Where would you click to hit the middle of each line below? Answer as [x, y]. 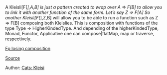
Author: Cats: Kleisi [25, 68]
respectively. [18, 39]
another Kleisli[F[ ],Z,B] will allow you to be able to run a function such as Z [82, 18]
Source [12, 58]
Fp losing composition [28, 48]
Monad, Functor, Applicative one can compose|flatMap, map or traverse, [80, 34]
